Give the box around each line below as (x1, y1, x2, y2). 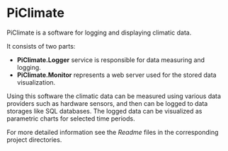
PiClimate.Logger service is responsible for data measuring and (16, 55, 205, 64)
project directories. (6, 135, 62, 144)
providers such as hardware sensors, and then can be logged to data (6, 99, 208, 107)
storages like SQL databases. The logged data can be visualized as (6, 107, 203, 115)
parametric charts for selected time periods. (6, 114, 135, 123)
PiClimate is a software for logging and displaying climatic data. (6, 28, 192, 37)
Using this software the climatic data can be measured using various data (6, 92, 221, 100)
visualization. (16, 78, 56, 86)
